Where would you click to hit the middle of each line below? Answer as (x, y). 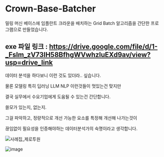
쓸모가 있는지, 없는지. (26, 107)
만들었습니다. (35, 29)
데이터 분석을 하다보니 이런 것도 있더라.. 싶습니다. (53, 75)
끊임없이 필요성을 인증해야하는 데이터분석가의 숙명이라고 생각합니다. (71, 128)
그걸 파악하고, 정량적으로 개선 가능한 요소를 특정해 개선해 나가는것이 (71, 117)
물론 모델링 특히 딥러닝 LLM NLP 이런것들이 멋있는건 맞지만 (63, 86)
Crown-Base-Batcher (50, 9)
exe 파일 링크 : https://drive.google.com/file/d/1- (81, 47)
